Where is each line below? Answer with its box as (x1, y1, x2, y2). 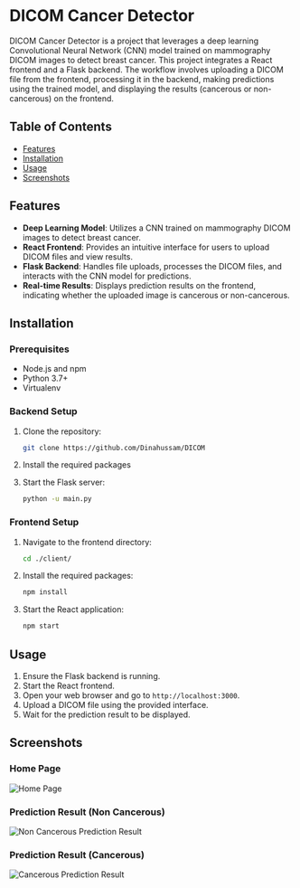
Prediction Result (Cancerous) (9, 848, 145, 861)
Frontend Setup (9, 516, 80, 529)
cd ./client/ (22, 553, 72, 563)
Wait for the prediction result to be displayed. (22, 709, 192, 720)
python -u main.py (22, 495, 92, 504)
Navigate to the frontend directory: (22, 536, 152, 547)
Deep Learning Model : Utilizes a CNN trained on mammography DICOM (22, 222, 291, 233)
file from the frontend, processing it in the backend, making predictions (9, 73, 275, 84)
